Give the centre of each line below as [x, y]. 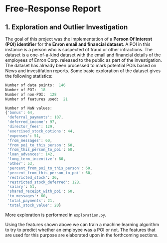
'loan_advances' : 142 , [31, 154]
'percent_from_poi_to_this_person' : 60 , [50, 168]
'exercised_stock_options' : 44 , [41, 131]
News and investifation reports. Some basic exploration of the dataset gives [83, 71]
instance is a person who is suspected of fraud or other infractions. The [79, 50]
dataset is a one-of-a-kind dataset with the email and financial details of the [83, 55]
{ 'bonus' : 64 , [20, 113]
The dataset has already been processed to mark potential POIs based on [81, 65]
